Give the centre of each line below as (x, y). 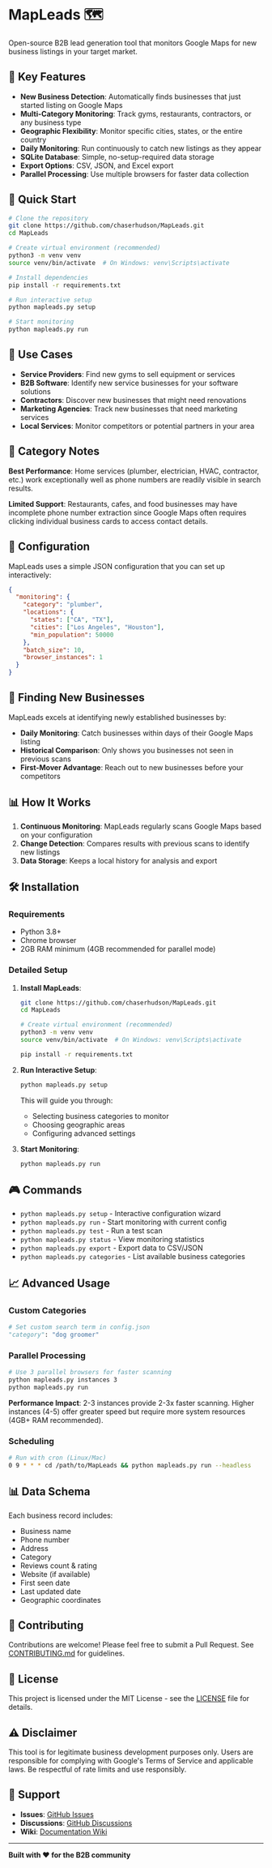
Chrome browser (48, 940)
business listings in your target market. (73, 51)
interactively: (30, 575)
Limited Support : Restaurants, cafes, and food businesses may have (123, 503)
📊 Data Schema (49, 1492)
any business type (51, 122)
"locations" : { (49, 612)
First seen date (45, 1583)
